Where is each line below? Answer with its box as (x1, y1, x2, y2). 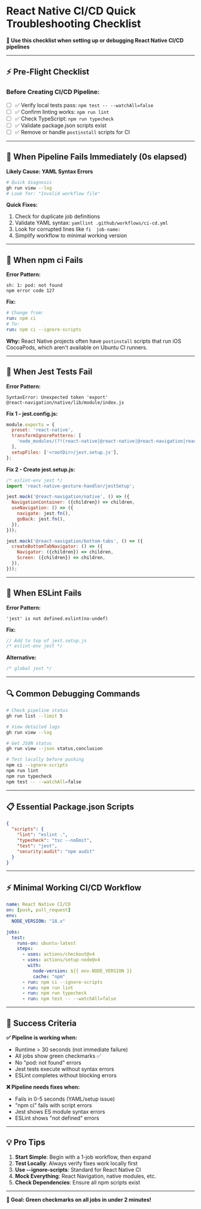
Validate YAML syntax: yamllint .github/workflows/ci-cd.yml (14, 219, 169, 226)
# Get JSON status (6, 740, 52, 746)
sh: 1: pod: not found (6, 283, 63, 289)
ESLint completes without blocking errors (14, 1071, 117, 1079)
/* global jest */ (6, 666, 52, 672)
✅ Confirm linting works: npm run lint (14, 108, 109, 115)
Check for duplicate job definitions (14, 213, 100, 220)
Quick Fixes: (6, 201, 38, 208)
